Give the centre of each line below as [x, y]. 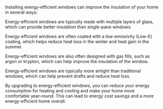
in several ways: [21, 12]
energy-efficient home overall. [35, 101]
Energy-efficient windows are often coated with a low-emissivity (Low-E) [79, 36]
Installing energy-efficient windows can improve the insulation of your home [82, 7]
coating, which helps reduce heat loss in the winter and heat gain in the [77, 42]
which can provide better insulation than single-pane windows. [69, 27]
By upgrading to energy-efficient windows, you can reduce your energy [77, 86]
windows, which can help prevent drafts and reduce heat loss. [68, 76]
